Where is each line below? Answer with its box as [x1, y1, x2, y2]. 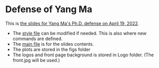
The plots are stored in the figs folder [12, 46, 90, 52]
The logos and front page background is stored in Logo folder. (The [12, 52, 154, 58]
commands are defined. [12, 36, 63, 42]
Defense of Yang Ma [5, 4, 92, 15]
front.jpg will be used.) [12, 57, 60, 63]
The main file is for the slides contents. [12, 41, 94, 47]
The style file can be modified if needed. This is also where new [12, 30, 147, 36]
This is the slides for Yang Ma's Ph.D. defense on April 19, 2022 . [5, 20, 140, 26]
